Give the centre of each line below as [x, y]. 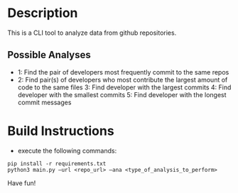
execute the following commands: [67, 150]
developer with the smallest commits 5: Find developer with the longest [122, 94]
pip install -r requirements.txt [57, 164]
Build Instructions [61, 131]
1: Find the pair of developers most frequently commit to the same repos [123, 72]
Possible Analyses [49, 55]
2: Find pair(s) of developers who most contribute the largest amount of [123, 79]
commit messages [44, 102]
